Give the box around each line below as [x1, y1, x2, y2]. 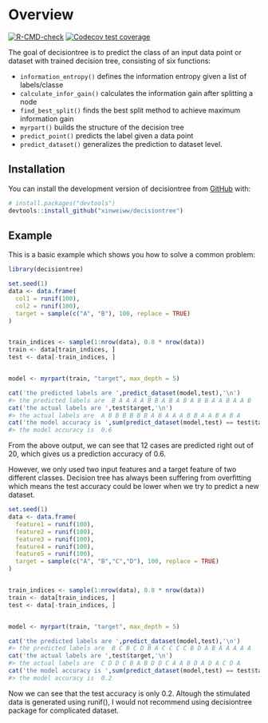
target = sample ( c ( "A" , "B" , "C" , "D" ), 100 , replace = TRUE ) [15, 558, 219, 566]
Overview [8, 6, 74, 24]
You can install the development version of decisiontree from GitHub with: [8, 184, 251, 193]
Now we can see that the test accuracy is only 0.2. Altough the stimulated [8, 689, 250, 698]
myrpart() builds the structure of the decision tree [19, 122, 185, 132]
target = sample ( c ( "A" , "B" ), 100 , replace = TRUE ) [15, 309, 191, 317]
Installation [8, 162, 65, 177]
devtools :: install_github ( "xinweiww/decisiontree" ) [8, 206, 183, 215]
